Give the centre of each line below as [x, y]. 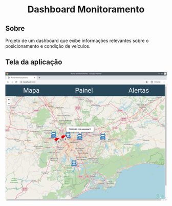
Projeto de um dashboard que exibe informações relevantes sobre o [77, 40]
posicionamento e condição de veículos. [48, 46]
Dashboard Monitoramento [86, 9]
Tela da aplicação [34, 62]
